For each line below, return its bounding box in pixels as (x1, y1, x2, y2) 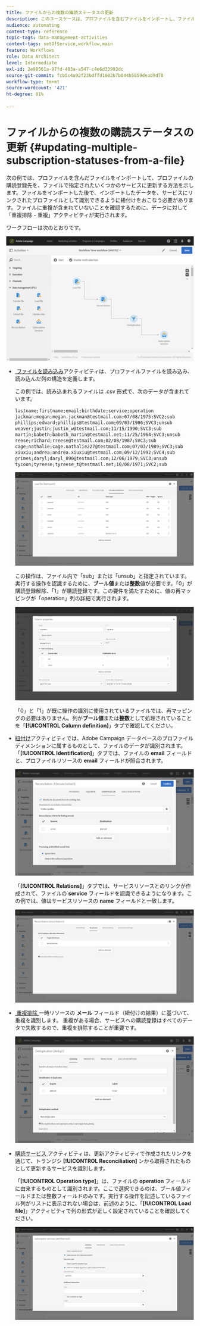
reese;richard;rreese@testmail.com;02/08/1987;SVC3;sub (14, 438, 157, 444)
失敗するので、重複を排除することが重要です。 (25, 1024, 140, 1031)
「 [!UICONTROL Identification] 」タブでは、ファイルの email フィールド (14, 750, 192, 757)
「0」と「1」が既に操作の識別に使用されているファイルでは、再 (14, 707, 171, 715)
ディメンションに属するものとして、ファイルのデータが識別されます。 (14, 742, 186, 750)
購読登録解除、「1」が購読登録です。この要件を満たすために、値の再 (14, 587, 181, 594)
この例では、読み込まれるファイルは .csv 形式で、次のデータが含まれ (14, 388, 185, 395)
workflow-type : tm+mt (6, 79, 60, 85)
